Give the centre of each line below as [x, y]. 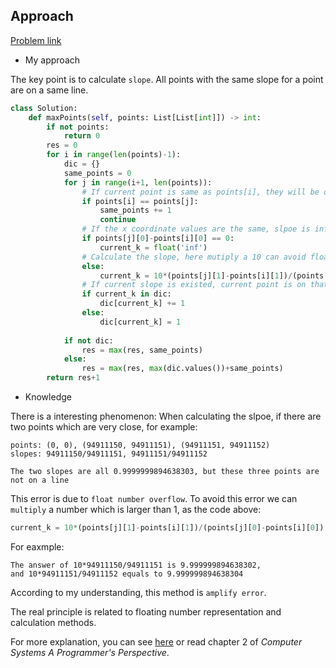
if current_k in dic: [126, 294]
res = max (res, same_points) [142, 350]
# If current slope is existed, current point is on [194, 285]
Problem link [36, 40]
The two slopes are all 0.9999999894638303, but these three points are [165, 472]
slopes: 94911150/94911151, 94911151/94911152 [109, 454]
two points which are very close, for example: [104, 427]
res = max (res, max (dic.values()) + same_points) [182, 369]
